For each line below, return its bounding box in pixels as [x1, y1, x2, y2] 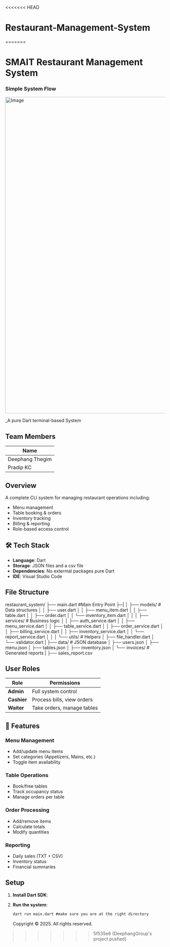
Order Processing [5, 807, 50, 814]
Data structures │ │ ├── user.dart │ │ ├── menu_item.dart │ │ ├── [5, 607, 147, 613]
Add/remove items [12, 818, 52, 824]
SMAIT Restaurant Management [5, 57, 143, 68]
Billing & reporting [12, 521, 50, 527]
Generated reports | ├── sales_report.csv [5, 650, 93, 656]
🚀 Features [5, 721, 40, 730]
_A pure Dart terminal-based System [5, 418, 81, 424]
